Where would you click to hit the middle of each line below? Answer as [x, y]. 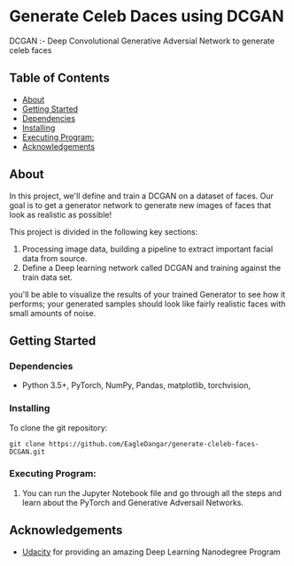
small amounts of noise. [53, 313]
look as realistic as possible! [61, 214]
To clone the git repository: [58, 428]
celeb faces [31, 50]
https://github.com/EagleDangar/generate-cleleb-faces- [154, 444]
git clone [27, 444]
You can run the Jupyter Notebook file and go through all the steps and [151, 492]
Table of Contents [60, 78]
